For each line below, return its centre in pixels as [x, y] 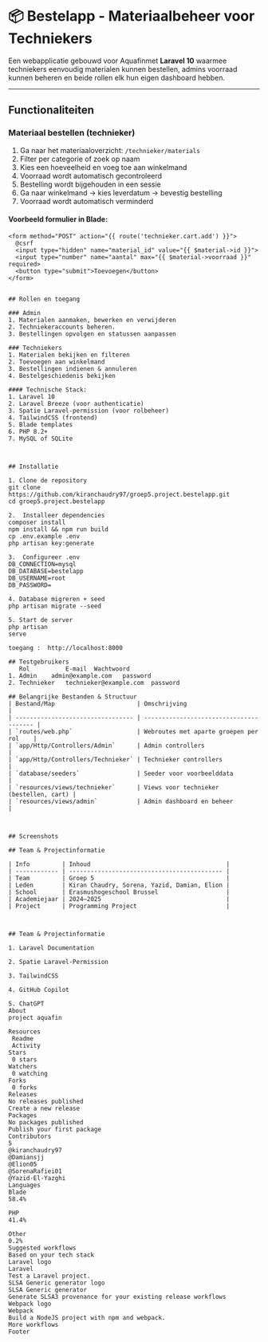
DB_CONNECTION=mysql [43, 564]
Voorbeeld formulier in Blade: [58, 219]
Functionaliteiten [51, 110]
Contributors [30, 1136]
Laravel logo [30, 1261]
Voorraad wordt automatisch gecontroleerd [91, 175]
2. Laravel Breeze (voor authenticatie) [77, 403]
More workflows [33, 1324]
